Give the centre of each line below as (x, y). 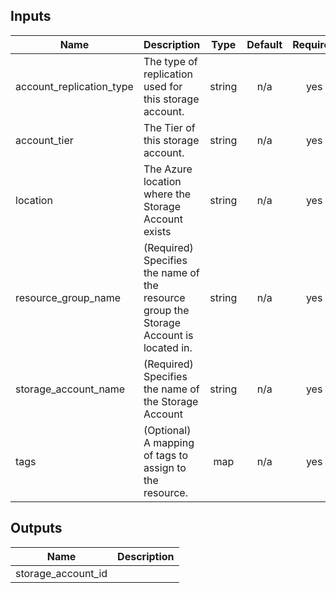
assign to (165, 467)
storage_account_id (61, 573)
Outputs (36, 528)
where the (167, 194)
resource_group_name (68, 297)
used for (163, 86)
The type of (170, 61)
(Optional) (167, 430)
